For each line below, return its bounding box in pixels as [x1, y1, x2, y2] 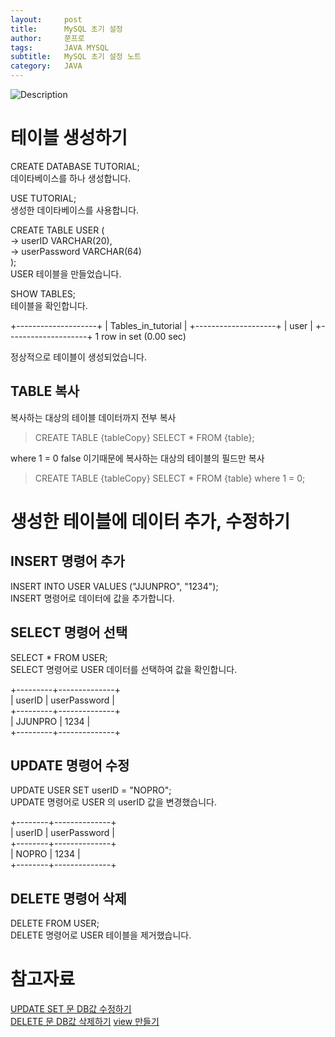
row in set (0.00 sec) [101, 330, 187, 342]
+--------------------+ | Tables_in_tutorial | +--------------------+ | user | [10, 319, 313, 331]
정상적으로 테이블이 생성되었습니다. [10, 351, 147, 363]
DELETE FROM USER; [10, 917, 100, 930]
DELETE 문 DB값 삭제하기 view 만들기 [10, 1016, 160, 1028]
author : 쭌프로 [10, 33, 85, 43]
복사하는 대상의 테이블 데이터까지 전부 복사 [10, 411, 177, 423]
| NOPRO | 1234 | [10, 848, 81, 860]
